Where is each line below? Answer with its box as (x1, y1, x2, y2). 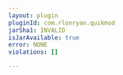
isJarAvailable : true (8, 33, 80, 42)
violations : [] (8, 48, 59, 56)
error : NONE (8, 41, 48, 49)
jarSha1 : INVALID (8, 26, 66, 34)
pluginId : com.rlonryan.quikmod (8, 19, 115, 27)
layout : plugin (8, 11, 59, 20)
